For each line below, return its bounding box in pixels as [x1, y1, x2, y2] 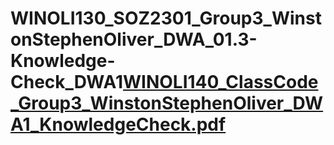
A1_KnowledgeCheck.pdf [10, 113, 227, 136]
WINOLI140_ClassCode [122, 71, 319, 94]
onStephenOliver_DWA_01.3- [10, 28, 258, 51]
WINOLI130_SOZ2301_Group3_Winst [10, 7, 322, 30]
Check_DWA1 [10, 71, 123, 94]
